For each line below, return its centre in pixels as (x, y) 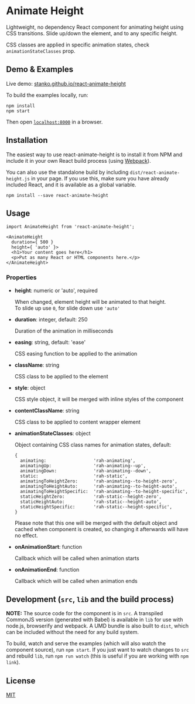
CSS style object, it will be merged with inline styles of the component (99, 399)
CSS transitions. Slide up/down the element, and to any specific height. (92, 33)
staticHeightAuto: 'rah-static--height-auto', (91, 502)
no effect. (26, 535)
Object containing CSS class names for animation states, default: (93, 444)
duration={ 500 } (32, 242)
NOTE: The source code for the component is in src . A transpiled (85, 614)
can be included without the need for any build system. (73, 632)
